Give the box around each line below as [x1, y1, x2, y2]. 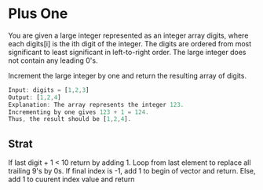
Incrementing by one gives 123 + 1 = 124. [8, 108, 149, 116]
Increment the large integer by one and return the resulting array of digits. [8, 71, 247, 80]
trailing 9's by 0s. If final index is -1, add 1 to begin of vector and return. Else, [8, 166, 256, 176]
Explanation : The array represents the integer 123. [8, 100, 184, 108]
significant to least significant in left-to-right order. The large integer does [8, 47, 247, 57]
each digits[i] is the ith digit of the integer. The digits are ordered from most [8, 38, 252, 48]
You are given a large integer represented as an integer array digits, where [8, 31, 249, 40]
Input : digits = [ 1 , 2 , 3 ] [8, 86, 89, 94]
